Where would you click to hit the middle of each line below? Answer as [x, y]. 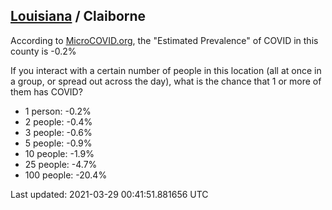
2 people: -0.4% [58, 121]
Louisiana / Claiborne [78, 16]
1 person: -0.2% [58, 111]
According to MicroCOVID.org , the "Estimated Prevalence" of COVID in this [164, 40]
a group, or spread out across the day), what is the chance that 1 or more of [166, 81]
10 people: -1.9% [59, 153]
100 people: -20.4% [66, 175]
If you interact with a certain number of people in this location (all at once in [166, 70]
